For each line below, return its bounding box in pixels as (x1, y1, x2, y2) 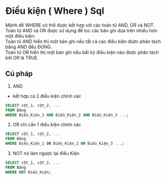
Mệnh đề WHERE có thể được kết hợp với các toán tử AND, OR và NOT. (5, 22, 155, 28)
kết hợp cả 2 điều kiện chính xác (12, 93, 82, 99)
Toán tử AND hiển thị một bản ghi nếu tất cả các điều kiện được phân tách (5, 38, 161, 44)
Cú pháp (5, 70, 33, 78)
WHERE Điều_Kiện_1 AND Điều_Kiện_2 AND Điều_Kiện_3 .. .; (5, 112, 129, 118)
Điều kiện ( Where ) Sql (5, 5, 105, 17)
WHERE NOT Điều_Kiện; (5, 169, 52, 175)
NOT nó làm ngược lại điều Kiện (12, 150, 80, 156)
